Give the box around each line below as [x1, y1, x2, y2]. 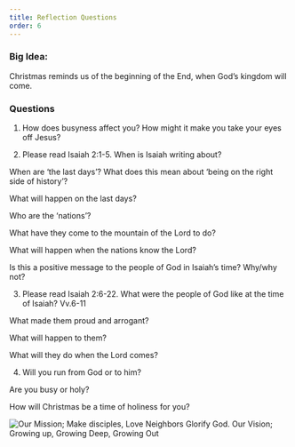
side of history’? [9, 176, 68, 187]
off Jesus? [21, 132, 61, 143]
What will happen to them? [9, 332, 107, 343]
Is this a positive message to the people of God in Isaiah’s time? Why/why [9, 262, 278, 273]
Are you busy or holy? [9, 384, 90, 395]
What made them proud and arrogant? [9, 315, 149, 326]
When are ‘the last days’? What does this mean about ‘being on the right [9, 166, 274, 178]
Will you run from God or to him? [21, 367, 142, 378]
